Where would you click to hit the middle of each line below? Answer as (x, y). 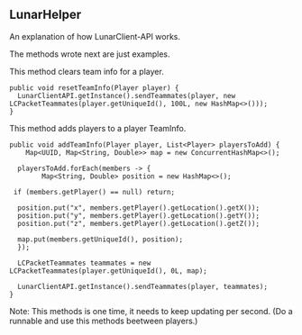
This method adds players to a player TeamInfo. (98, 128)
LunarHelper (46, 15)
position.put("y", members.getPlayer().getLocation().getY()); (138, 215)
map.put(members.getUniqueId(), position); (100, 239)
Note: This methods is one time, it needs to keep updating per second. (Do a (151, 311)
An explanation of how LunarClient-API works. (95, 36)
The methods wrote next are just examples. (90, 54)
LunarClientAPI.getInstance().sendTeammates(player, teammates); (143, 286)
